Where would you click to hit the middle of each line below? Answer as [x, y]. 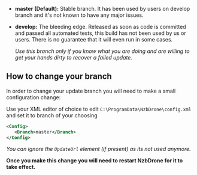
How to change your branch [59, 77]
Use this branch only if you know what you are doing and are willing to [102, 51]
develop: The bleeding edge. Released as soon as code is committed [101, 27]
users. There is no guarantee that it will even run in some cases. [94, 39]
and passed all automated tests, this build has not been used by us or [101, 33]
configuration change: [34, 97]
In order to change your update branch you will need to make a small [91, 91]
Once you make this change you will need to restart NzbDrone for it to [95, 161]
